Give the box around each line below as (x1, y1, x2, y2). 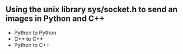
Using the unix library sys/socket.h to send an (5, 5, 178, 15)
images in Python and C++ (5, 14, 105, 24)
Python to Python (14, 29, 56, 36)
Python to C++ (14, 41, 50, 48)
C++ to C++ (14, 35, 44, 42)
